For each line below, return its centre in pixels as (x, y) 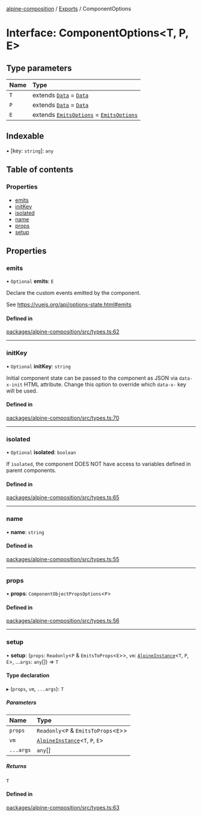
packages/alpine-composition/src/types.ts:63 (63, 808)
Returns (17, 766)
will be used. (22, 391)
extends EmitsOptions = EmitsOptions (85, 115)
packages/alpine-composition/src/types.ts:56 (63, 621)
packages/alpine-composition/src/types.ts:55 (63, 559)
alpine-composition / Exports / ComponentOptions (69, 9)
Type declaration (28, 675)
